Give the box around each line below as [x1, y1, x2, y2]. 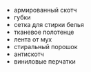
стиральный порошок [13, 43, 78, 51]
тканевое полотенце [13, 28, 74, 36]
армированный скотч [13, 6, 77, 14]
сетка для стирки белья [13, 21, 84, 28]
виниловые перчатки [13, 57, 76, 65]
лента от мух [13, 35, 52, 44]
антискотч [13, 50, 45, 58]
